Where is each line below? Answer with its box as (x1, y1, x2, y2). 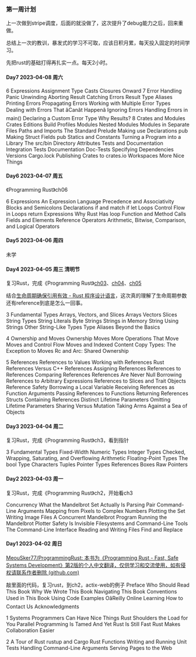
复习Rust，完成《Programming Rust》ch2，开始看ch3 (6, 489, 133, 496)
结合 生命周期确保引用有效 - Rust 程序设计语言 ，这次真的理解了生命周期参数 (6, 292, 187, 299)
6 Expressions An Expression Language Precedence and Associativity (6, 198, 174, 205)
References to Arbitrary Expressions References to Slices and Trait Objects (6, 377, 187, 384)
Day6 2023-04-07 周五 (6, 172, 63, 179)
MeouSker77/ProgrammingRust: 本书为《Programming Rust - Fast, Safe (6, 554, 179, 561)
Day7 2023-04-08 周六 (6, 73, 63, 80)
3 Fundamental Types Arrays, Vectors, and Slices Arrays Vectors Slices (6, 311, 177, 318)
